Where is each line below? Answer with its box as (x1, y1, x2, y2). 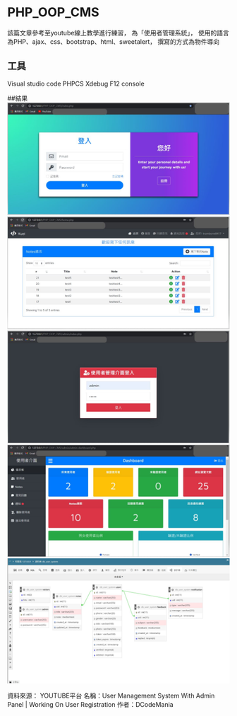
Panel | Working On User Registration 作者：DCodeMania (7, 700, 174, 709)
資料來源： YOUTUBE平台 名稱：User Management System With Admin (7, 691, 215, 700)
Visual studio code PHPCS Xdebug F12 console (7, 79, 145, 88)
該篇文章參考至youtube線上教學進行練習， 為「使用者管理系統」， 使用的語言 (7, 28, 229, 37)
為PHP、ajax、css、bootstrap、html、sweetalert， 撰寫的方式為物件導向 (7, 37, 220, 46)
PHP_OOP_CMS (7, 4, 100, 21)
